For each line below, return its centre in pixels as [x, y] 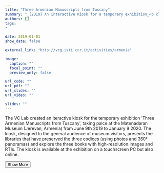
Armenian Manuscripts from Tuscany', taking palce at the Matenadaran [76, 123]
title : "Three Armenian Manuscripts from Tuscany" [58, 10]
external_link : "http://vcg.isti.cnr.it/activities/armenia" [69, 50]
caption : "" [22, 63]
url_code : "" [18, 81]
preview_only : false [30, 73]
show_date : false [23, 41]
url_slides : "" [20, 91]
